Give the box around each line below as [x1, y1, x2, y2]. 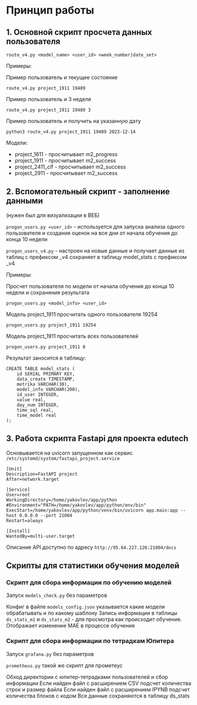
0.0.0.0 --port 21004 [19, 512, 73, 518]
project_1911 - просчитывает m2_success [14, 157, 116, 164]
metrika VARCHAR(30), [17, 381, 70, 387]
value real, [17, 397, 46, 403]
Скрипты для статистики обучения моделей [6, 561, 180, 571]
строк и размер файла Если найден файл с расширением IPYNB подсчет [6, 685, 190, 693]
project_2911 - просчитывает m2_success [14, 170, 118, 176]
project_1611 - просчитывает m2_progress [14, 151, 118, 157]
